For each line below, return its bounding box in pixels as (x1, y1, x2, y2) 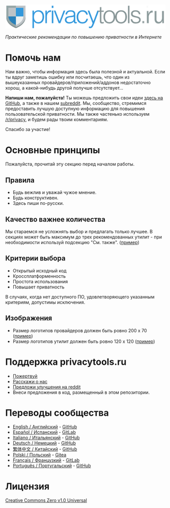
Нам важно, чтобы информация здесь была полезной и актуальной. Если (5, 69, 165, 75)
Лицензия (5, 480, 50, 492)
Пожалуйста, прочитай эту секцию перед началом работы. (5, 161, 135, 167)
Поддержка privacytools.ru (5, 356, 127, 367)
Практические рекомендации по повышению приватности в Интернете (5, 34, 162, 40)
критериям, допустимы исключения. (5, 299, 86, 305)
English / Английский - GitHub (12, 424, 77, 430)
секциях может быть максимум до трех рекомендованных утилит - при (5, 234, 162, 240)
